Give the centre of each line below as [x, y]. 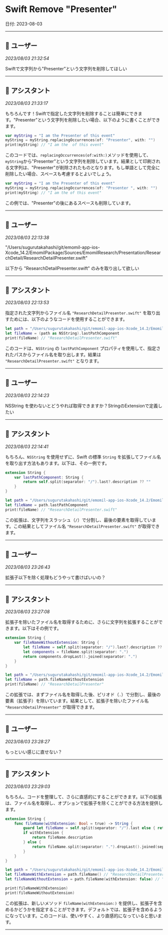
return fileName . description [62, 838]
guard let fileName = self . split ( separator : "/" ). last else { [89, 828]
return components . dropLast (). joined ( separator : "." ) [80, 656]
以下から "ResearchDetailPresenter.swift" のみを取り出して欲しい [72, 268]
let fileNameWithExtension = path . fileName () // [57, 875]
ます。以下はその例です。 [35, 628]
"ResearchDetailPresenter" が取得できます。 [51, 707]
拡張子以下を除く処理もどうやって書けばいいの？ [55, 577]
